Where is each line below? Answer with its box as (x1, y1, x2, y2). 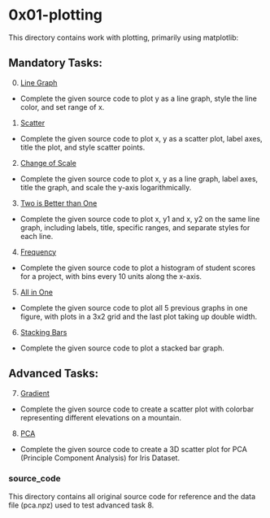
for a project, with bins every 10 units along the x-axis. (20, 271, 202, 281)
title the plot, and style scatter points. (20, 142, 146, 152)
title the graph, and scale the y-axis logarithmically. (20, 182, 192, 192)
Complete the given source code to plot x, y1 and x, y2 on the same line (20, 214, 260, 224)
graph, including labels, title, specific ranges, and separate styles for (20, 222, 250, 233)
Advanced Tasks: (8, 367, 99, 381)
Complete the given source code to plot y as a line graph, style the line (20, 94, 258, 103)
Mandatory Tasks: (8, 56, 103, 70)
